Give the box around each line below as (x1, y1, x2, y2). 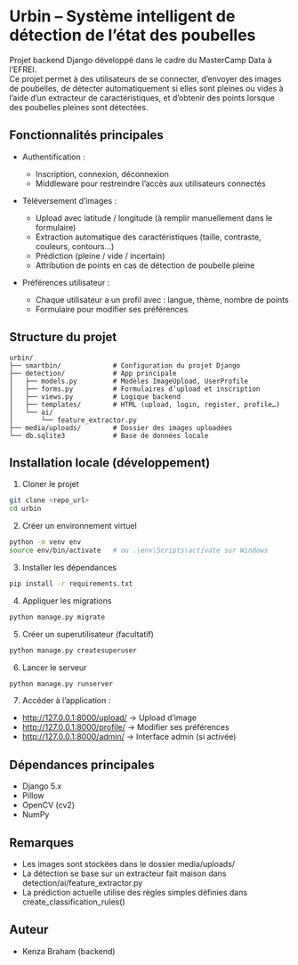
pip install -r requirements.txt (9, 579, 133, 588)
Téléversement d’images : (21, 195, 117, 206)
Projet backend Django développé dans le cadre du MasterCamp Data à (9, 54, 273, 65)
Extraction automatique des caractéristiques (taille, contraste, (35, 231, 262, 242)
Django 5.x (21, 781, 62, 791)
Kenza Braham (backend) (21, 945, 116, 956)
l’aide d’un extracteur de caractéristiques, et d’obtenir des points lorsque (9, 92, 276, 103)
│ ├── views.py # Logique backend (9, 392, 181, 401)
